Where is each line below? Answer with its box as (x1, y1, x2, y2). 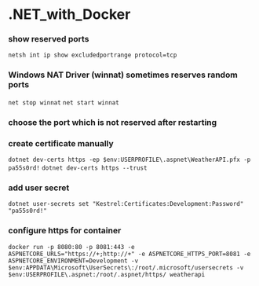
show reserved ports (8, 34, 89, 45)
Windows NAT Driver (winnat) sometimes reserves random (8, 69, 238, 80)
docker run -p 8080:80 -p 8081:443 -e (8, 243, 135, 251)
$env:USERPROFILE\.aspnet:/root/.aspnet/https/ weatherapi (8, 270, 206, 278)
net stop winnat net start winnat (8, 98, 119, 107)
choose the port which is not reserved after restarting (8, 116, 217, 127)
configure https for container (8, 225, 122, 236)
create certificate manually (8, 137, 114, 148)
